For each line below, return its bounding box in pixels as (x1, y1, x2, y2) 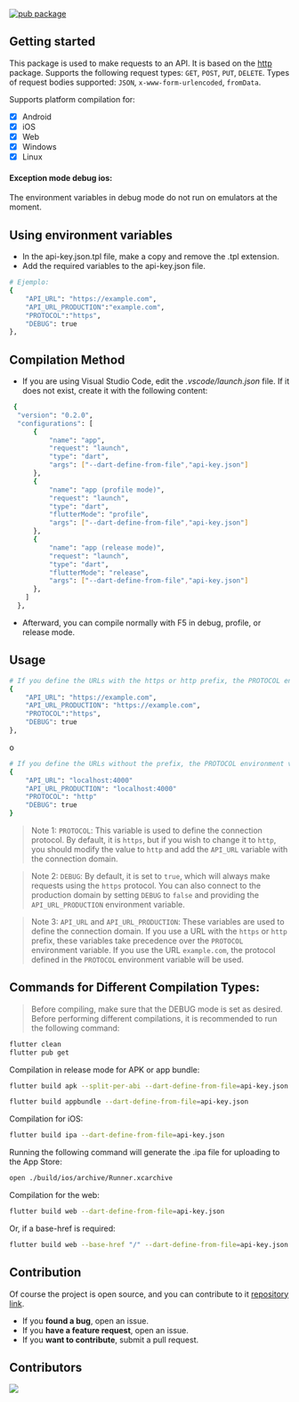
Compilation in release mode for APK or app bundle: (9, 1064, 200, 1075)
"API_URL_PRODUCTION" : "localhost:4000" (25, 784, 177, 793)
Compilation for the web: (9, 1190, 100, 1201)
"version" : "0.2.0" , (17, 411, 93, 420)
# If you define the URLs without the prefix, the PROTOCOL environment (9, 759, 285, 768)
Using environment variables (9, 227, 174, 242)
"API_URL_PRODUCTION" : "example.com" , (25, 303, 166, 312)
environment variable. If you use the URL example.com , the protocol (30, 945, 276, 956)
